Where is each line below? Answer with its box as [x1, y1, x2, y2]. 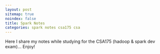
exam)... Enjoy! [5, 44, 35, 50]
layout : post [5, 7, 32, 12]
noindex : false [5, 16, 36, 21]
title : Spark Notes [5, 20, 45, 26]
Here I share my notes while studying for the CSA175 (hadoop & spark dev [5, 38, 156, 44]
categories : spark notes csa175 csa [5, 25, 80, 30]
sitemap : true [5, 12, 34, 17]
